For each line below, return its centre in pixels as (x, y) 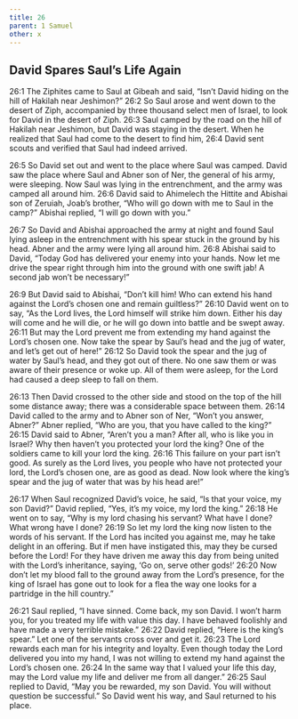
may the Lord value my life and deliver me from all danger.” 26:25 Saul (138, 677)
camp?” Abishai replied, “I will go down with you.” (100, 213)
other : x (25, 34)
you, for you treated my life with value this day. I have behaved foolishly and (148, 620)
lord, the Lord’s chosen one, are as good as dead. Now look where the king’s (149, 473)
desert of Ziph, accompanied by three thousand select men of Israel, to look (149, 110)
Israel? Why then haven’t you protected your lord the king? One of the (137, 444)
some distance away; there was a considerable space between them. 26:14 (147, 407)
